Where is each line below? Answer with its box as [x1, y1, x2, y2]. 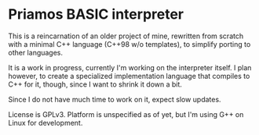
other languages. [8, 48, 64, 57]
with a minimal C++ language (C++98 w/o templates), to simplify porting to [8, 39, 251, 48]
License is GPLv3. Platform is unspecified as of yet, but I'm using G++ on [8, 109, 244, 119]
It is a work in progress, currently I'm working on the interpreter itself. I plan [8, 62, 252, 72]
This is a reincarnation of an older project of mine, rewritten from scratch [8, 31, 244, 41]
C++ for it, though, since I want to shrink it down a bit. [8, 80, 183, 89]
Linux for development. [8, 118, 83, 127]
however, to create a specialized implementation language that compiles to [8, 71, 250, 80]
